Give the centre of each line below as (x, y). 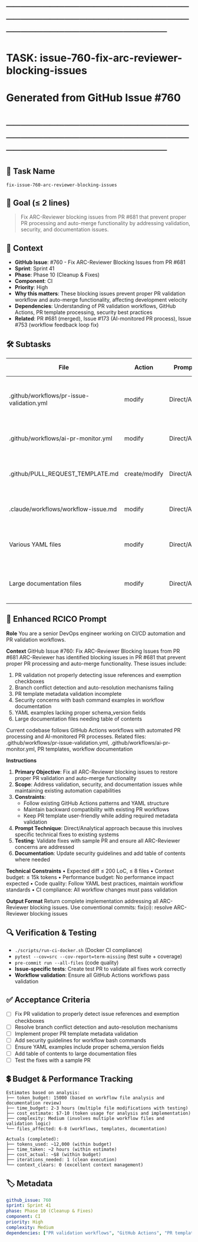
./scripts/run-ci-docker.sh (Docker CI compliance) (78, 950)
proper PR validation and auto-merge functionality (75, 778)
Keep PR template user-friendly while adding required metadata (101, 815)
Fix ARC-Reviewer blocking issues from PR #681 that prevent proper (103, 217)
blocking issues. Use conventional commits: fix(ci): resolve (101, 907)
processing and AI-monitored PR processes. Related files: (76, 736)
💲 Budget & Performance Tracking (70, 1079)
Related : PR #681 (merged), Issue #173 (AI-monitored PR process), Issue (103, 319)
